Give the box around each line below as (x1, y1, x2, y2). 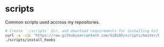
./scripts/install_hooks (5, 37, 56, 42)
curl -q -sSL (5, 33, 32, 38)
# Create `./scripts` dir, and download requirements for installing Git (5, 28, 159, 33)
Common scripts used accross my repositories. (5, 19, 100, 25)
